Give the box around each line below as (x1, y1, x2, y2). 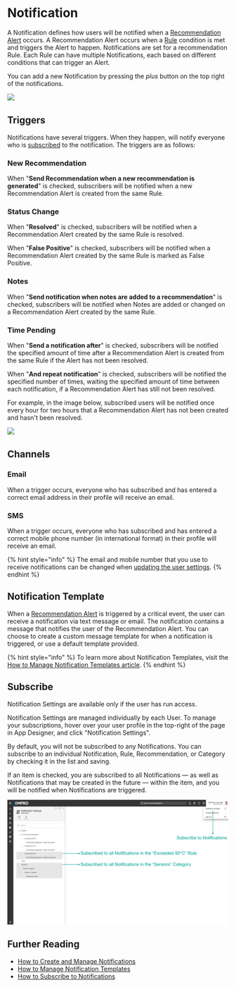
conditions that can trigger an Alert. (7, 58, 110, 66)
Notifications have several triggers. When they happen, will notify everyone (7, 133, 225, 142)
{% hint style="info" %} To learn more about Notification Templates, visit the (7, 653, 229, 661)
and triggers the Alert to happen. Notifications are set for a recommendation (7, 43, 228, 51)
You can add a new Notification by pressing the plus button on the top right (7, 72, 225, 80)
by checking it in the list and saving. (7, 756, 111, 766)
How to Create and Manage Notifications (17, 957, 136, 965)
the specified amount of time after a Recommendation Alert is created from (7, 348, 225, 357)
